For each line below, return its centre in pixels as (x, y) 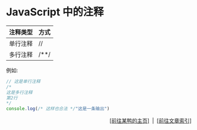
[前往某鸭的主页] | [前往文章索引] (151, 121)
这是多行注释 (19, 92)
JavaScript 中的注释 (55, 12)
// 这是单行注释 (23, 81)
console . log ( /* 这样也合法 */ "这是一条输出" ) (58, 109)
